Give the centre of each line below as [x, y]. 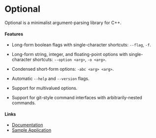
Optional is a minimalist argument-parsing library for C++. [63, 23]
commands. [24, 103]
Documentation [27, 125]
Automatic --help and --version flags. [50, 79]
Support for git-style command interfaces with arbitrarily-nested [77, 98]
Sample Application [31, 130]
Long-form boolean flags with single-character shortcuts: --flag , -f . [81, 45]
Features [14, 34]
